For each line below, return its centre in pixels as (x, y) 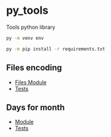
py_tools (27, 11)
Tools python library (31, 27)
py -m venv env (25, 38)
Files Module (30, 82)
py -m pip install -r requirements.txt (56, 49)
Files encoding (34, 68)
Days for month (36, 107)
